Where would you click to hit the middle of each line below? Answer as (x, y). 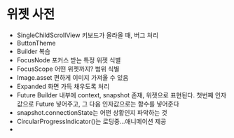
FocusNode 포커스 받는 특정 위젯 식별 (69, 60)
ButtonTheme (36, 43)
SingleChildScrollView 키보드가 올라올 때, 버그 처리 (88, 35)
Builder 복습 (33, 51)
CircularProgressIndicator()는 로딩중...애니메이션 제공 (91, 121)
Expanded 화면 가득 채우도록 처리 (63, 86)
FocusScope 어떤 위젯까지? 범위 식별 (68, 69)
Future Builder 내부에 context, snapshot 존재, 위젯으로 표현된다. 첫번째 (115, 95)
